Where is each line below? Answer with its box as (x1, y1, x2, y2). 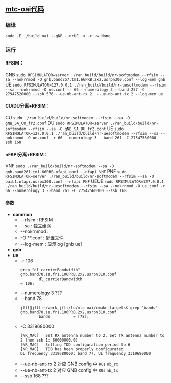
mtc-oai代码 (5, 5, 44, 14)
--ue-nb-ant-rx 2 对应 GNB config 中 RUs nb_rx (20, 360, 119, 367)
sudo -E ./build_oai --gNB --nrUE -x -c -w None (5, 33, 111, 38)
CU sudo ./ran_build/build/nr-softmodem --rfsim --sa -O (5, 115, 130, 121)
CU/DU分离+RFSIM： (5, 103, 51, 109)
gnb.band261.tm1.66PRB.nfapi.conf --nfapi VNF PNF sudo (5, 168, 127, 175)
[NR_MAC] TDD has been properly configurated (20, 347, 124, 352)
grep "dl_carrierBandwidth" (20, 268, 80, 273)
